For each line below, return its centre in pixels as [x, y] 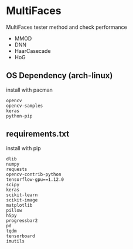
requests [17, 169]
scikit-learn [22, 195]
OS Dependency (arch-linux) [59, 75]
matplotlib [19, 205]
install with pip [23, 148]
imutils [16, 241]
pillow [14, 210]
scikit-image [22, 200]
